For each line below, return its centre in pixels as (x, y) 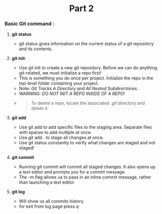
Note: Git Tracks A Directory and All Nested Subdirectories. (79, 89)
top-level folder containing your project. (59, 83)
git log (18, 192)
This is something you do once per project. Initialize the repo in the (86, 78)
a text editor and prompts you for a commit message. (72, 172)
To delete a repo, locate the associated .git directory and (88, 103)
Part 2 (81, 9)
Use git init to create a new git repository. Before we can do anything (88, 68)
